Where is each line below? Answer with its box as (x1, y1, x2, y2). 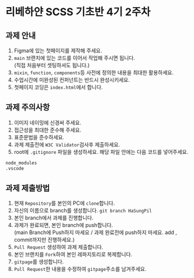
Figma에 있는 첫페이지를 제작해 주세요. (13, 47, 103, 54)
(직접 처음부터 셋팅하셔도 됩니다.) (13, 62, 90, 68)
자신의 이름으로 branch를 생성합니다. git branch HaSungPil (13, 207, 153, 214)
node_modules (5, 160, 37, 166)
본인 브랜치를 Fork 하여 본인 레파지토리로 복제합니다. (13, 251, 133, 258)
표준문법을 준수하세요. (13, 133, 65, 140)
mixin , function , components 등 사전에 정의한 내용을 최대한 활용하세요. (13, 69, 174, 76)
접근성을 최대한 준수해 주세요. (13, 126, 82, 133)
